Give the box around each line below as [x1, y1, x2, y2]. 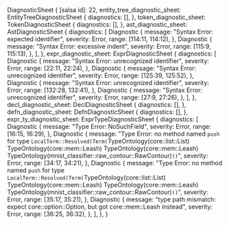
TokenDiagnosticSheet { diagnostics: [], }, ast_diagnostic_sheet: [7, 21, 187, 28]
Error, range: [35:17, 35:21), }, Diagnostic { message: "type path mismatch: [7, 196, 216, 203]
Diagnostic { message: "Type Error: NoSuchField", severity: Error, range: [7, 123, 211, 130]
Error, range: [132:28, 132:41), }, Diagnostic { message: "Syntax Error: [7, 86, 203, 94]
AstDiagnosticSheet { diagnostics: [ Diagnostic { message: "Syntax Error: [7, 27, 214, 36]
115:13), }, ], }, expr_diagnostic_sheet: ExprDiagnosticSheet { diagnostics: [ [7, 49, 217, 58]
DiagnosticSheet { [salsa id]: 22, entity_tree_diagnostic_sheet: [7, 6, 182, 14]
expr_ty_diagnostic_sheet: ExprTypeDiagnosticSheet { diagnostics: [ [7, 115, 199, 123]
